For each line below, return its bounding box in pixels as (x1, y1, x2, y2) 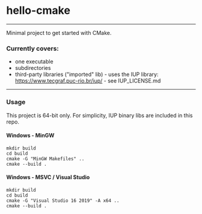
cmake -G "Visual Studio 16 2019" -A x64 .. (6, 197, 120, 204)
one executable (14, 58, 54, 65)
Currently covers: (6, 44, 59, 52)
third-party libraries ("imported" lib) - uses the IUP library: (14, 71, 159, 78)
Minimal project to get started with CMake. (6, 29, 112, 36)
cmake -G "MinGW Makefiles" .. (6, 156, 85, 162)
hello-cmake (6, 4, 71, 17)
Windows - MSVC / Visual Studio (6, 174, 90, 181)
